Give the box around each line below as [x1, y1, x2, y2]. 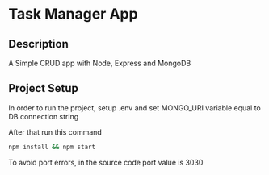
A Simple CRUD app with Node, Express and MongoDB [8, 58, 191, 68]
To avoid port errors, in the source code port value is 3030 [8, 157, 204, 167]
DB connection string [8, 111, 79, 121]
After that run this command [8, 127, 103, 137]
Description [8, 37, 69, 51]
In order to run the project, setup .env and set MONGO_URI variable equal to [8, 102, 261, 113]
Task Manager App [8, 5, 139, 23]
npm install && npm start [8, 143, 95, 151]
